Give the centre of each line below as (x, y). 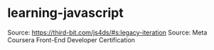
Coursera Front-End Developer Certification (71, 39)
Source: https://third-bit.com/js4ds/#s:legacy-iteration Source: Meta (107, 32)
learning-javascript (65, 13)
